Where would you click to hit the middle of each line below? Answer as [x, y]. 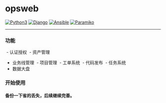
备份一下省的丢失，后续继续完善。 [40, 95]
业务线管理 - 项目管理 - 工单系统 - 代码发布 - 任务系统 [69, 63]
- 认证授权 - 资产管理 [28, 52]
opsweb [22, 9]
